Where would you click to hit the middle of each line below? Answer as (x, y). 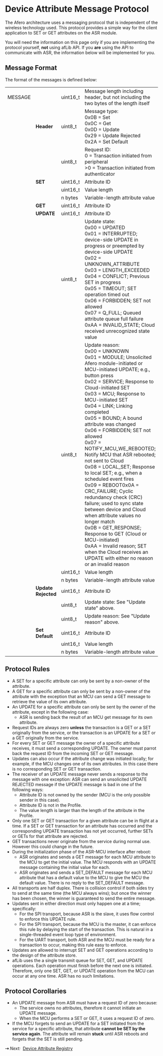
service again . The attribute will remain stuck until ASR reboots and (80, 1034)
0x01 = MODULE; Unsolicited (118, 357)
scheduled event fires (109, 479)
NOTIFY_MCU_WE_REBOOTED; (120, 448)
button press (99, 375)
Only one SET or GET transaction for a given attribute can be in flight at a (85, 820)
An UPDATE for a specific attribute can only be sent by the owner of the (84, 707)
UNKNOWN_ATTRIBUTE (112, 264)
